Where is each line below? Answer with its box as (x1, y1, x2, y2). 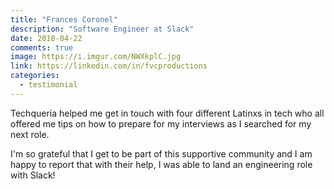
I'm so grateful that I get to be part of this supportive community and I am (10, 147, 313, 160)
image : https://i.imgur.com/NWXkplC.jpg (10, 52, 182, 62)
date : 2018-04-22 (10, 33, 83, 43)
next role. (10, 128, 50, 140)
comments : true (10, 42, 74, 53)
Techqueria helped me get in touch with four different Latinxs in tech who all (10, 107, 325, 119)
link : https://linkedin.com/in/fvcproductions (10, 61, 208, 71)
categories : (10, 71, 60, 81)
